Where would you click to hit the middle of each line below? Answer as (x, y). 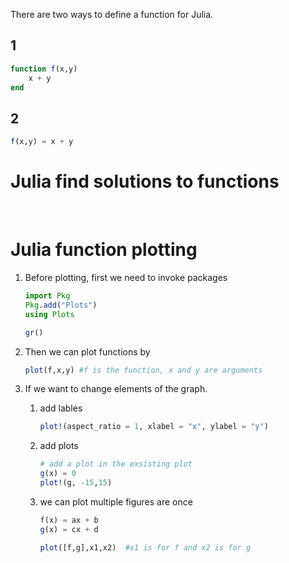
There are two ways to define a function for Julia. (112, 14)
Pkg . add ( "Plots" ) (61, 305)
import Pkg (47, 296)
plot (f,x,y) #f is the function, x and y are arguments (143, 370)
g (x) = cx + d (69, 529)
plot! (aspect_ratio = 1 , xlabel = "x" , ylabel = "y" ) (154, 427)
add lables (61, 408)
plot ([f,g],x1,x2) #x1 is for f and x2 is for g (145, 547)
